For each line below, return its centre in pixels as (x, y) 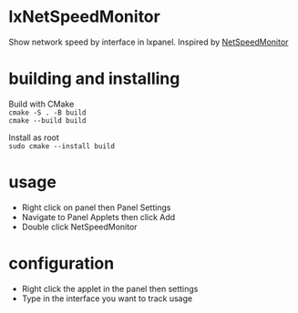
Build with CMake (41, 104)
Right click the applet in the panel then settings (110, 288)
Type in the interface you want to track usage (107, 298)
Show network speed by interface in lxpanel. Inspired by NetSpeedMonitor (149, 42)
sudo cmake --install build (62, 146)
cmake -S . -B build (48, 112)
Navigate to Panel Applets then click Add (98, 217)
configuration (62, 263)
